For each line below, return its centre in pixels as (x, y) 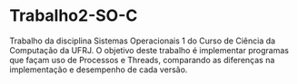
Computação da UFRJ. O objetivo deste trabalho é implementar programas (149, 50)
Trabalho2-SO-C (74, 16)
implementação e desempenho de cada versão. (99, 70)
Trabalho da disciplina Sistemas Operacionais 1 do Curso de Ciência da (142, 41)
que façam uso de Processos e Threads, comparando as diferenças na (142, 60)
